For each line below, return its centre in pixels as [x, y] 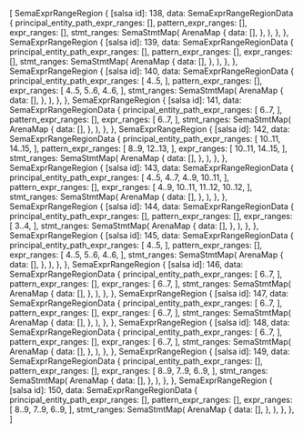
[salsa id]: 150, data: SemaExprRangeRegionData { [104, 390]
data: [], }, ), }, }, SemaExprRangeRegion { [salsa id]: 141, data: [126, 100]
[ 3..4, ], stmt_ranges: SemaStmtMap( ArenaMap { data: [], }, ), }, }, [134, 226]
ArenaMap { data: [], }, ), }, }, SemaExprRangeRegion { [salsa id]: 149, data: [150, 351]
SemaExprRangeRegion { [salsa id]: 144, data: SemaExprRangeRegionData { [152, 206]
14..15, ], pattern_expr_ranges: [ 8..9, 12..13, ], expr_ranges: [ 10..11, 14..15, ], [149, 148]
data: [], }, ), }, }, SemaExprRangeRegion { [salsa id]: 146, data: [126, 264]
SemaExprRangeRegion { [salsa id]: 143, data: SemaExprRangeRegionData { [151, 168]
